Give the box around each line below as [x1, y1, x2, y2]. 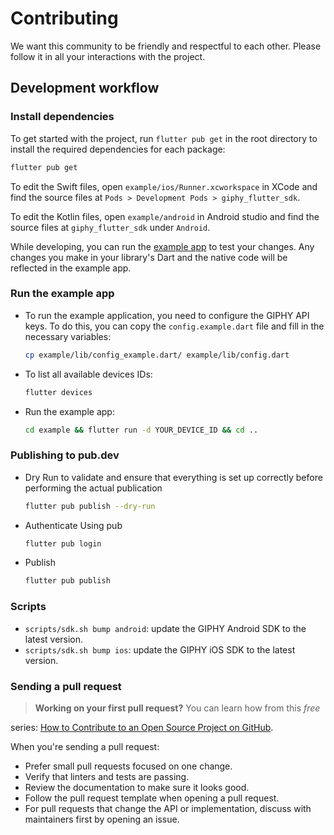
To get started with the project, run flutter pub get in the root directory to [10, 132, 318, 144]
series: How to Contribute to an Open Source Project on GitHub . [10, 721, 274, 733]
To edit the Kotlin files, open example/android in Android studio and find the [10, 210, 320, 222]
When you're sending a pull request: [10, 740, 160, 752]
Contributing [10, 7, 119, 30]
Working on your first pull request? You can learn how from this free [34, 702, 321, 714]
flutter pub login [24, 538, 102, 549]
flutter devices [24, 387, 93, 397]
